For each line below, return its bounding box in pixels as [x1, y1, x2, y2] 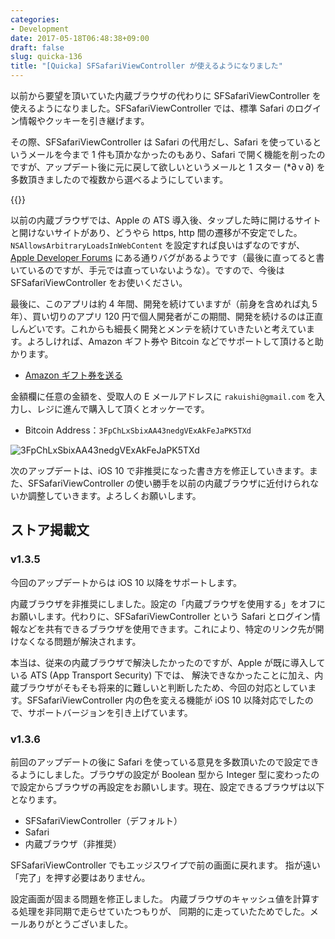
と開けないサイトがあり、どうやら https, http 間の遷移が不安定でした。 [10, 227, 303, 238]
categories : [10, 14, 60, 25]
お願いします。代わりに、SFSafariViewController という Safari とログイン [10, 610, 312, 622]
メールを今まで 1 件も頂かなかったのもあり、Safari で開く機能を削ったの [27, 149, 326, 160]
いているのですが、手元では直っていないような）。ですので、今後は [10, 264, 285, 276]
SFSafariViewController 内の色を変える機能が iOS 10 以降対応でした [26, 694, 305, 706]
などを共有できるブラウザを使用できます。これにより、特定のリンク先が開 [18, 622, 325, 635]
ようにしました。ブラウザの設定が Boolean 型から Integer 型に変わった [18, 768, 312, 780]
